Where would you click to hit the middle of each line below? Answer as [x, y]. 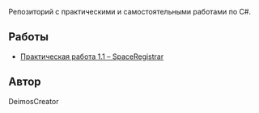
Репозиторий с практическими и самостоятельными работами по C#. [130, 12]
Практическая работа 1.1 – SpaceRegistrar [92, 56]
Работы [28, 37]
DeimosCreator [34, 101]
